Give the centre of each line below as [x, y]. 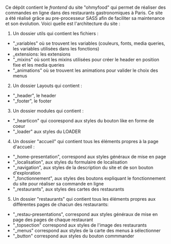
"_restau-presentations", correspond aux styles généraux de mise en [85, 214]
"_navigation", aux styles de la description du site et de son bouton [83, 167]
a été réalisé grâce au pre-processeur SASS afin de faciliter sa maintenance [85, 18]
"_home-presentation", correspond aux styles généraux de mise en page [89, 157]
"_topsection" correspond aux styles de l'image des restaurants [80, 225]
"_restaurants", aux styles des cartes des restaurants [68, 189]
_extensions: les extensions [41, 54]
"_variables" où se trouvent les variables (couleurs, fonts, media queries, [89, 43]
